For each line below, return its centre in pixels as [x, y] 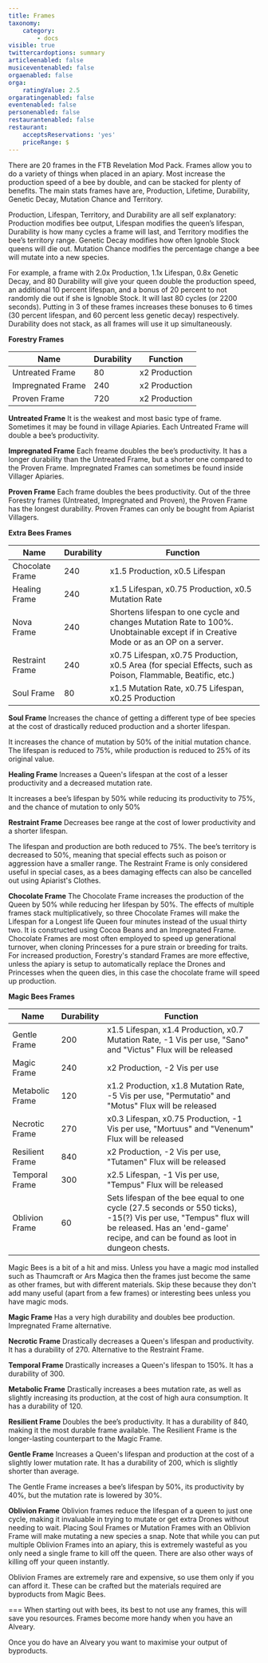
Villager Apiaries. [36, 476]
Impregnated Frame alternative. [60, 1325]
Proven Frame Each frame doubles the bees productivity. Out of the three [130, 491]
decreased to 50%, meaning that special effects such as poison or [118, 855]
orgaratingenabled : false [51, 98]
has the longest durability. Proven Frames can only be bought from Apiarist [132, 508]
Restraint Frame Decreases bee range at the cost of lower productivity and [132, 822]
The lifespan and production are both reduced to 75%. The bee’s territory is [132, 846]
